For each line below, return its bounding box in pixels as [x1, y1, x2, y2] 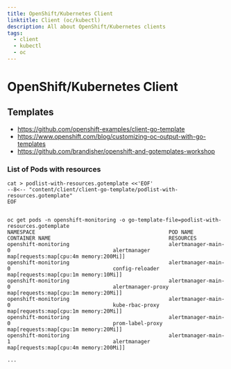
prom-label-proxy [112, 320, 163, 327]
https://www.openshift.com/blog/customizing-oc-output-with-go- [17, 132, 206, 140]
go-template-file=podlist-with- [128, 217, 222, 224]
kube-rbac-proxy [112, 302, 160, 309]
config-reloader [112, 265, 160, 272]
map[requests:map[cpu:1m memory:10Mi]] [7, 272, 123, 279]
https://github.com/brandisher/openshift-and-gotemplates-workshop [17, 147, 215, 155]
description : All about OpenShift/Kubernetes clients [7, 23, 166, 30]
